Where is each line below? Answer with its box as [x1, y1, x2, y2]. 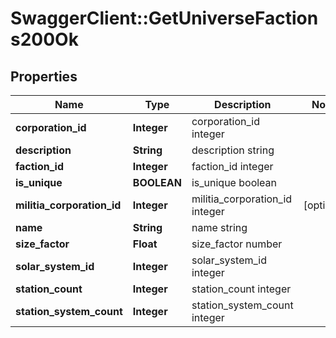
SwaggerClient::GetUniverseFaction [10, 7, 319, 30]
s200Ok [10, 28, 79, 51]
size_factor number [191, 237, 283, 251]
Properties [10, 68, 78, 85]
